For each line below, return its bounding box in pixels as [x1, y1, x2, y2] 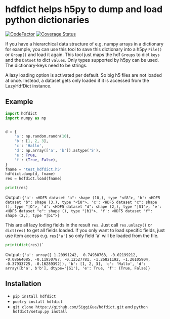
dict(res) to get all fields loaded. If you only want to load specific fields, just [5, 227, 165, 233]
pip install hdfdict [12, 294, 56, 299]
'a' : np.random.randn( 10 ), [14, 134, 71, 139]
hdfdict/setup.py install [12, 309, 67, 314]
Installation [5, 280, 41, 288]
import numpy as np [5, 115, 47, 121]
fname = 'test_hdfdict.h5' [5, 167, 62, 172]
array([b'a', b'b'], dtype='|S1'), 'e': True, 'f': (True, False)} [5, 265, 151, 271]
